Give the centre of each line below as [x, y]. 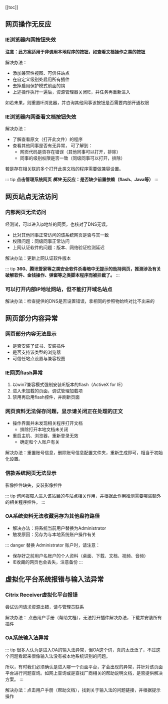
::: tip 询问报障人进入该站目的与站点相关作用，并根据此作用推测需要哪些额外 [83, 496]
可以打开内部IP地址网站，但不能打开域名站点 [59, 289]
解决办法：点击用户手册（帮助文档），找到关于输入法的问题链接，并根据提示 [83, 690]
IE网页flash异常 [24, 372]
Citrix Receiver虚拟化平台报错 [41, 595]
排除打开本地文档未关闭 [44, 430]
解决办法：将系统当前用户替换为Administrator [59, 528]
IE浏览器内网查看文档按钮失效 [41, 116]
